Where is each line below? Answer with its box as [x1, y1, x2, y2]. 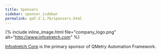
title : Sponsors [5, 7, 38, 12]
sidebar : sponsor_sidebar [5, 12, 58, 16]
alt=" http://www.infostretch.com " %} [5, 34, 80, 40]
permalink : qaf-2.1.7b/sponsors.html [5, 16, 82, 21]
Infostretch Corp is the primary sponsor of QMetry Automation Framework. [5, 44, 157, 50]
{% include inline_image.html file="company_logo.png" [5, 29, 116, 35]
